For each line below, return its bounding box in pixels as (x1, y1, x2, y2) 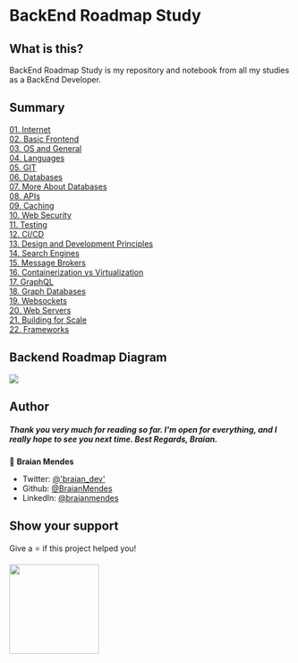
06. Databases (9, 171, 63, 182)
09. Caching (9, 200, 55, 211)
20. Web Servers (9, 305, 72, 315)
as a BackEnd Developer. (9, 74, 101, 85)
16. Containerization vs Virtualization (9, 266, 144, 278)
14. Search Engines (9, 247, 81, 258)
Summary (9, 100, 65, 116)
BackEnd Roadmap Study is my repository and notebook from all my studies (9, 65, 290, 75)
